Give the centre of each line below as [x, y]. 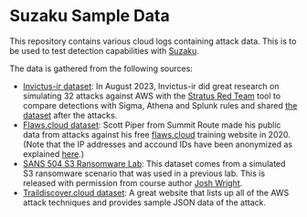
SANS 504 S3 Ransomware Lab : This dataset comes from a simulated [154, 163]
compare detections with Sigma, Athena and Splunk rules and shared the [160, 105]
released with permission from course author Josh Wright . [132, 182]
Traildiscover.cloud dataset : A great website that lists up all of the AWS [156, 192]
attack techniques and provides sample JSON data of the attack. [144, 202]
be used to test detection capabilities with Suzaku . [104, 50]
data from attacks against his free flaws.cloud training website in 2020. [156, 134]
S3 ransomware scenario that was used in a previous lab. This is [144, 173]
